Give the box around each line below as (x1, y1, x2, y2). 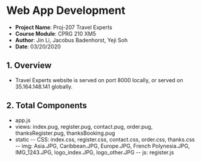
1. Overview (6, 60, 52, 71)
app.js (15, 116, 31, 124)
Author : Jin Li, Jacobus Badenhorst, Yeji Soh (15, 36, 128, 44)
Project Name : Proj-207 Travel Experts (15, 24, 112, 31)
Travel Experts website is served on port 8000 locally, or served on (15, 76, 183, 83)
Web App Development (6, 4, 126, 18)
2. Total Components (6, 100, 87, 111)
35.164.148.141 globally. (15, 83, 73, 90)
